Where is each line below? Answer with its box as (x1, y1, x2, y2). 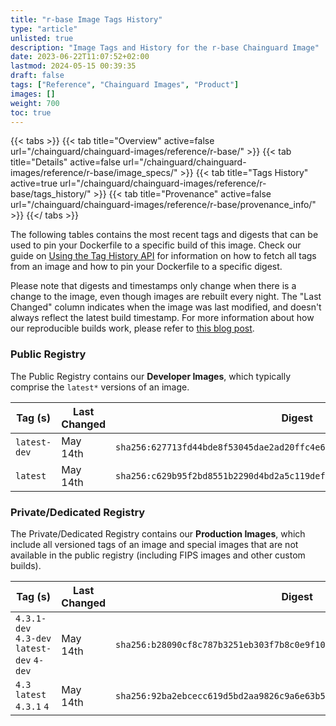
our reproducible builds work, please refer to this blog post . (10, 322, 255, 335)
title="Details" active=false (10, 156, 121, 168)
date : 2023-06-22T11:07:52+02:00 (10, 52, 150, 62)
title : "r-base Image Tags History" (10, 14, 163, 25)
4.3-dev (15, 632, 52, 644)
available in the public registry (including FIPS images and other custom (10, 549, 306, 561)
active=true (10, 177, 58, 190)
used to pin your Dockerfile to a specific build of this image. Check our (10, 239, 302, 251)
